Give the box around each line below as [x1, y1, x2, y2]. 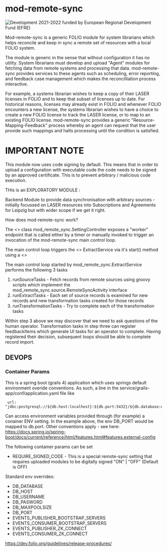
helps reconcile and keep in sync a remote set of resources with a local [5, 39, 151, 45]
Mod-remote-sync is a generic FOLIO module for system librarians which [5, 34, 155, 40]
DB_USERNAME [12, 493, 45, 500]
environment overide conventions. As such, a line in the [5, 385, 119, 391]
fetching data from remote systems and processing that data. [5, 65, 131, 71]
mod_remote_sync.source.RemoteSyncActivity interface [12, 287, 128, 293]
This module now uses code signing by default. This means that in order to [5, 161, 159, 167]
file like [60, 390, 75, 396]
